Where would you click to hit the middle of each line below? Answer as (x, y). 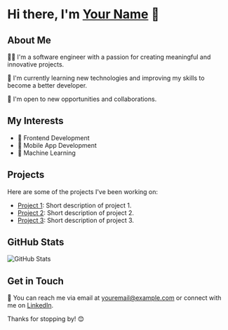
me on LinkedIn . (31, 305)
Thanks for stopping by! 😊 (46, 319)
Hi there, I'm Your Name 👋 (83, 14)
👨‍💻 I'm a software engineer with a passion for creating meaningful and (109, 57)
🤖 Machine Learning (46, 153)
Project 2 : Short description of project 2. (76, 212)
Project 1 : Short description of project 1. (74, 205)
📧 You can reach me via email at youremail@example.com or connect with (114, 298)
